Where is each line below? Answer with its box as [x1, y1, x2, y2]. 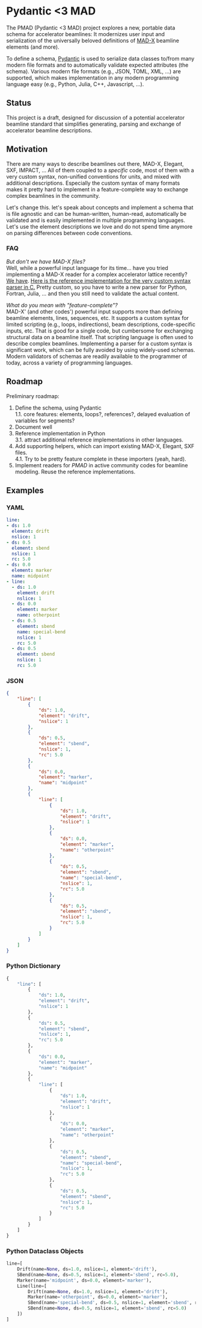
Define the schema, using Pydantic [14, 404, 102, 411]
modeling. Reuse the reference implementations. [14, 468, 136, 475]
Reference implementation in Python [14, 429, 105, 437]
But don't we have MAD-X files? [6, 257, 85, 265]
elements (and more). [6, 43, 60, 51]
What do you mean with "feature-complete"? [6, 301, 118, 309]
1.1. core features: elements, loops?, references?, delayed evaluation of [14, 410, 191, 417]
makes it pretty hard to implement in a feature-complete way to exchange [6, 185, 188, 193]
